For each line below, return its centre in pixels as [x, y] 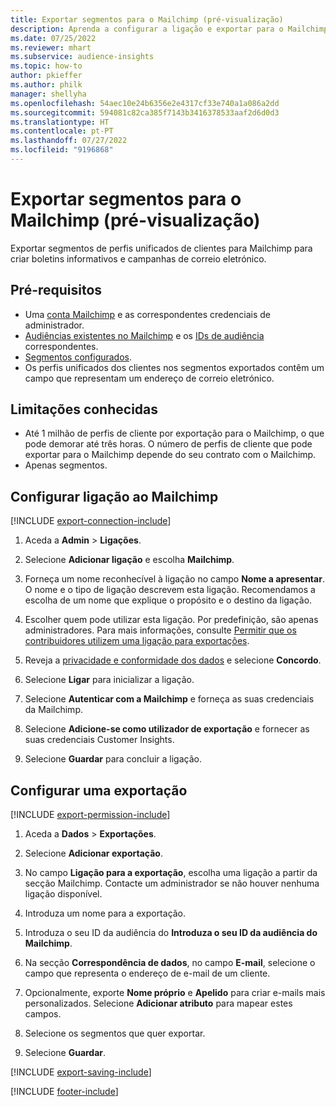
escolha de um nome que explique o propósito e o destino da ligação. [168, 600]
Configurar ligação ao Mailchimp [114, 496]
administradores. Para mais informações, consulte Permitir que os [160, 630]
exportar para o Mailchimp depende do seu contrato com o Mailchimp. [170, 455]
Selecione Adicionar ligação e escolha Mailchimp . [129, 560]
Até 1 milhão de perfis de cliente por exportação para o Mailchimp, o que [174, 433]
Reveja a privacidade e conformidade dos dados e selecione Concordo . [173, 660]
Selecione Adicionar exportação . [93, 853]
